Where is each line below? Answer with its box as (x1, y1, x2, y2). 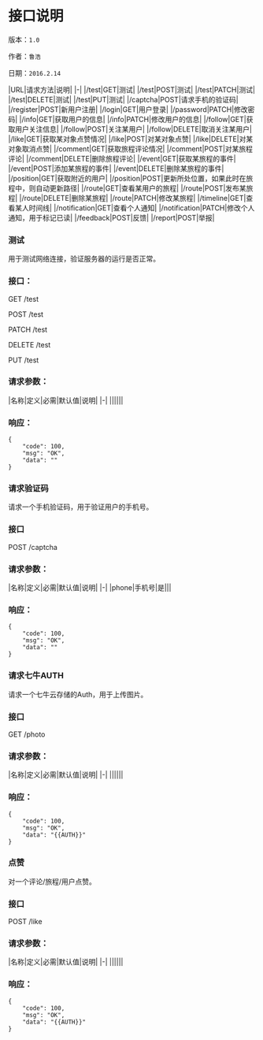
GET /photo (8, 730, 46, 739)
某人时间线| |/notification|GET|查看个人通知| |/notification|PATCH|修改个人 (14, 202, 255, 213)
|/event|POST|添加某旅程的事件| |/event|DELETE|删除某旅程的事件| (8, 163, 224, 173)
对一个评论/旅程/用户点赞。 (8, 876, 97, 886)
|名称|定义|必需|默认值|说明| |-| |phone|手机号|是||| (8, 583, 172, 592)
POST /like (8, 917, 43, 927)
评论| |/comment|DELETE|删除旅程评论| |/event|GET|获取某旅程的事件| (8, 154, 236, 163)
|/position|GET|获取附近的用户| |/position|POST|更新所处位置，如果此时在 (8, 173, 246, 183)
